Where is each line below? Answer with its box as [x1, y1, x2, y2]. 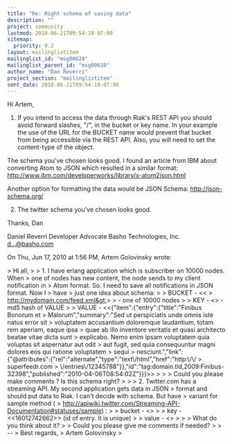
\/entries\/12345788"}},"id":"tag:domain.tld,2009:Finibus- [60, 362, 224, 371]
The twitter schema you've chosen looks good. [17, 205, 152, 214]
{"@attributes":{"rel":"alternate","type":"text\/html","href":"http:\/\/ [7, 355, 197, 364]
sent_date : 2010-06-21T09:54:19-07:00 [7, 81, 119, 88]
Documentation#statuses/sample [7, 407, 102, 415]
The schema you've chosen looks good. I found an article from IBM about [7, 157, 217, 165]
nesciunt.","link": [136, 348, 184, 356]
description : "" [7, 17, 54, 24]
